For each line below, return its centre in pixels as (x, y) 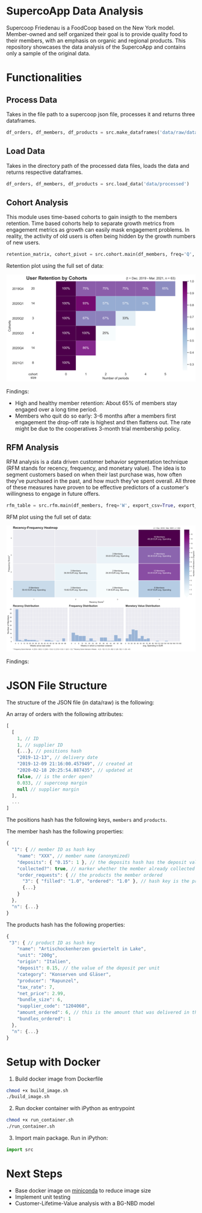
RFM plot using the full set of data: (49, 517)
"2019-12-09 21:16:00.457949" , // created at (75, 764)
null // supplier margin (48, 789)
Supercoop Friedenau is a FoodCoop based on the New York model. (91, 28)
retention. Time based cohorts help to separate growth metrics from (90, 223)
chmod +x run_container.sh (40, 1120)
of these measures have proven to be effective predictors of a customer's (98, 487)
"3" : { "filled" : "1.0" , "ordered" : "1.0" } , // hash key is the (106, 881)
